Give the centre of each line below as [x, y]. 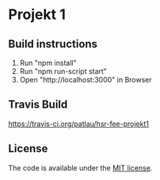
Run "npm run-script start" [63, 71]
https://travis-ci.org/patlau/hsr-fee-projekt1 [78, 124]
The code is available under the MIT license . [80, 167]
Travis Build [38, 105]
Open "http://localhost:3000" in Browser [86, 80]
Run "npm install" [48, 63]
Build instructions [53, 44]
